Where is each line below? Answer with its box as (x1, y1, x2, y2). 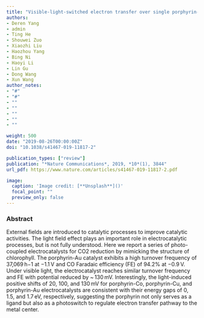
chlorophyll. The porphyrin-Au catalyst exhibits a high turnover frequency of (6, 254, 197, 261)
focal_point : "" (12, 189, 53, 195)
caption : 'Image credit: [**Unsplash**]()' (12, 183, 123, 189)
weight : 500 (6, 133, 36, 139)
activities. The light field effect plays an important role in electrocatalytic (6, 235, 187, 242)
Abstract (6, 214, 33, 223)
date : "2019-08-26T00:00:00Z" (6, 139, 83, 145)
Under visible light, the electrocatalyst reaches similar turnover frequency (6, 267, 191, 274)
